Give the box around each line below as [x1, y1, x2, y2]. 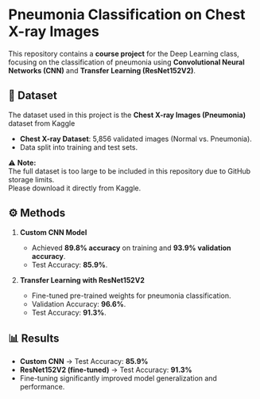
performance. [19, 382, 65, 392]
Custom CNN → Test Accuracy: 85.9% [19, 357, 149, 366]
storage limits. [8, 174, 55, 184]
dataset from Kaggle [8, 118, 76, 128]
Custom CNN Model [19, 227, 87, 237]
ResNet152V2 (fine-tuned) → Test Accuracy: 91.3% [19, 365, 192, 375]
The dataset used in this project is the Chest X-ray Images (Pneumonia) [8, 110, 246, 119]
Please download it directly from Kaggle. [8, 183, 142, 193]
